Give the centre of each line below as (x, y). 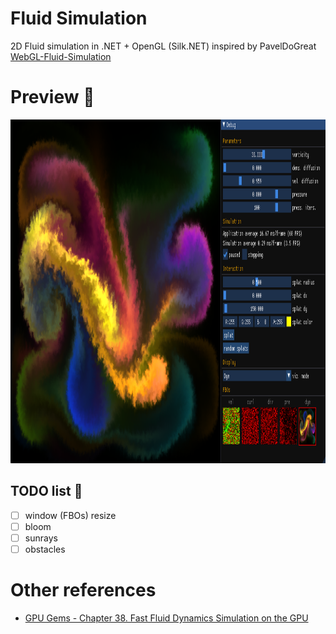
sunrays (41, 538)
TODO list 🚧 (46, 491)
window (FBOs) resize (70, 515)
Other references (83, 590)
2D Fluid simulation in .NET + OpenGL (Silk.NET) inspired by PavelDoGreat (163, 46)
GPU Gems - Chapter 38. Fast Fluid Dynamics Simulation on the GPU (166, 618)
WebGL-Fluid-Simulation (61, 56)
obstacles (45, 549)
